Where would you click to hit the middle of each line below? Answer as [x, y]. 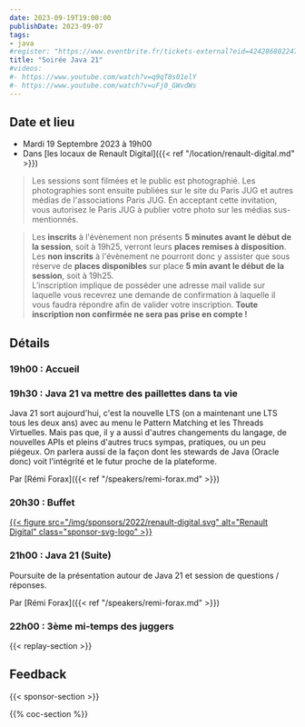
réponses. [28, 585]
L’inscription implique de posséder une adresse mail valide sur [148, 285]
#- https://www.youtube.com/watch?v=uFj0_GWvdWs [103, 85]
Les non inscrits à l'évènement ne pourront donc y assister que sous [161, 256]
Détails [30, 343]
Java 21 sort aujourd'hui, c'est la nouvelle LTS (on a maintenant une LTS [144, 413]
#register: [30, 52]
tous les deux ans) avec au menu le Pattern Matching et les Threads [137, 423]
